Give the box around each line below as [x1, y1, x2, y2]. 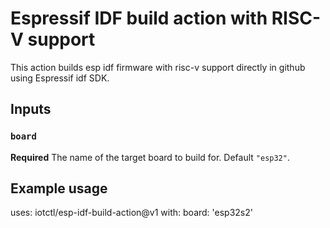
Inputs [10, 101, 52, 118]
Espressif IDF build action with [10, 7, 268, 30]
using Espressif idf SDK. [10, 72, 110, 84]
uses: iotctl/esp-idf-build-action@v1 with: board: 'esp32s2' [10, 207, 253, 219]
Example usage [10, 180, 108, 197]
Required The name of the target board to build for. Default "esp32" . [10, 151, 290, 163]
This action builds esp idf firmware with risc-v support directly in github [10, 61, 306, 73]
